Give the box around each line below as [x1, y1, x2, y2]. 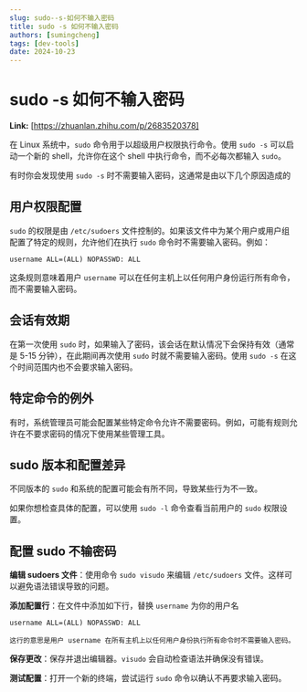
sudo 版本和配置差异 [9, 457, 126, 473]
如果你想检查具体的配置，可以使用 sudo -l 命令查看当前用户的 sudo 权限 [9, 503, 281, 514]
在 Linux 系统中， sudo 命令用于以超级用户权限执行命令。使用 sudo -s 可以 [9, 139, 286, 151]
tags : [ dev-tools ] [9, 38, 79, 48]
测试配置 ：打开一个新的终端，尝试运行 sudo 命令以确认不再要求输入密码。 [9, 673, 287, 684]
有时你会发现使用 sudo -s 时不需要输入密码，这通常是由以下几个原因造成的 [9, 170, 291, 181]
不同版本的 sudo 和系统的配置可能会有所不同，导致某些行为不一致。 [9, 483, 263, 494]
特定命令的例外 [9, 391, 94, 406]
